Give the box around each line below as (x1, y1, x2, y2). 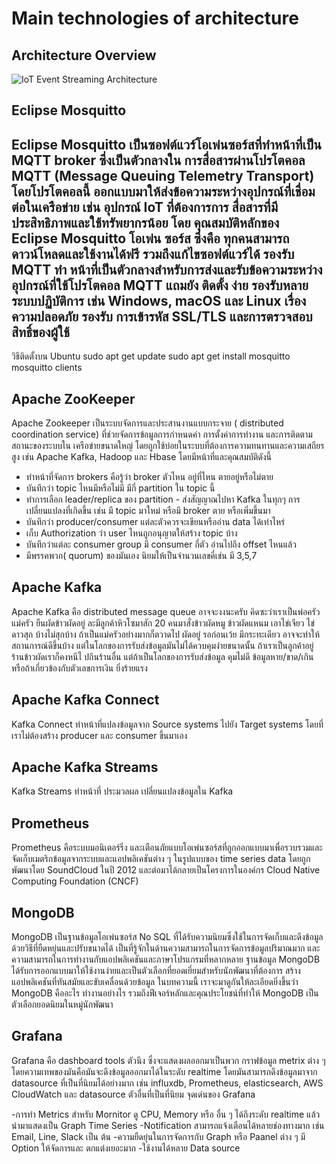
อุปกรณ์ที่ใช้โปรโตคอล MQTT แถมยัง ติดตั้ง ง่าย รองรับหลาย (11, 277, 309, 294)
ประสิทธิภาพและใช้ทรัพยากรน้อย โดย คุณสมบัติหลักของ (11, 214, 280, 231)
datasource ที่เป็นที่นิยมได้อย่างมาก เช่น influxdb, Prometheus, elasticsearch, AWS (11, 1077, 324, 1089)
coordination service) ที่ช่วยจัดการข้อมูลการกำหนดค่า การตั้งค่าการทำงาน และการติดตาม (11, 428, 313, 441)
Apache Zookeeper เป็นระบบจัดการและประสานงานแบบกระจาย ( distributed (11, 417, 284, 429)
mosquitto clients (11, 362, 83, 374)
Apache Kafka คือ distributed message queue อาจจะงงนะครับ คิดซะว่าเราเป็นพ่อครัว (11, 605, 321, 617)
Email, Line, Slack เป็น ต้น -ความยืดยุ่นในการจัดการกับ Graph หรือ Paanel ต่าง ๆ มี (11, 1130, 306, 1142)
